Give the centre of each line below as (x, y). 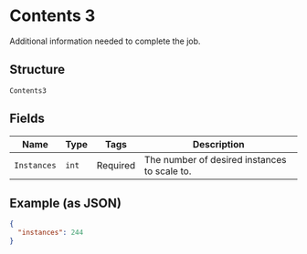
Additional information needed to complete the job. (105, 41)
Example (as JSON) (65, 203)
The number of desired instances (216, 159)
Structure (37, 70)
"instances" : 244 (51, 233)
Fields (27, 119)
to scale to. (168, 171)
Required (116, 165)
